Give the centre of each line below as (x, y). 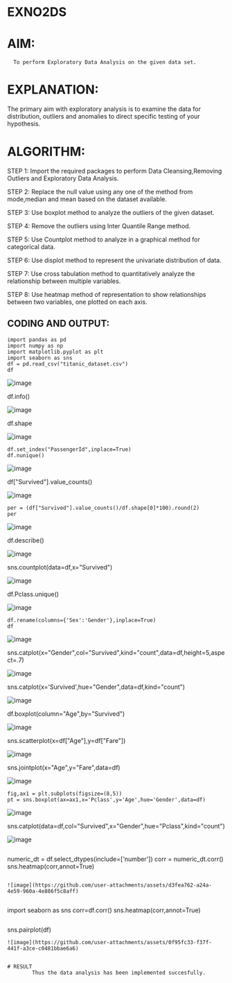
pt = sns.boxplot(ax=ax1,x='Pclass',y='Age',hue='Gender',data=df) (107, 800)
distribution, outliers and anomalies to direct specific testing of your (104, 117)
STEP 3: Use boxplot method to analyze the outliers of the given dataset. (111, 213)
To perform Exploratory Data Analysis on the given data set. (105, 62)
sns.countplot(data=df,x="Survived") (60, 567)
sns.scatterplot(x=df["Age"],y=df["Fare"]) (66, 740)
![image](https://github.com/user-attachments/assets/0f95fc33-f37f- (110, 942)
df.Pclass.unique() (33, 594)
